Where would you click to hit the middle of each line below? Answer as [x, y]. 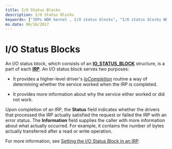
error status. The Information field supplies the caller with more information [85, 120]
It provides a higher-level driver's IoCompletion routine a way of [80, 79]
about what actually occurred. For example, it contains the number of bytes [85, 126]
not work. [23, 100]
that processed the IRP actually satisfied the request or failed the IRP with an [86, 115]
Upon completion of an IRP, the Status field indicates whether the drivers [82, 110]
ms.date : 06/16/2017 [27, 24]
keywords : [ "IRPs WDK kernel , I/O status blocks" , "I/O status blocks [83, 19]
